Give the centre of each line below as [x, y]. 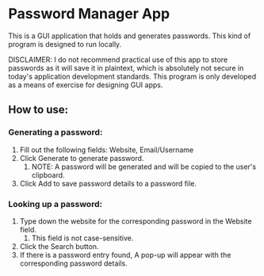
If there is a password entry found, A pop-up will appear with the [125, 255]
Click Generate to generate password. [82, 158]
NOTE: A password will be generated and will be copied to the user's [143, 167]
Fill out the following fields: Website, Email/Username [107, 149]
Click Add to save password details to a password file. [108, 183]
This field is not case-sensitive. [82, 238]
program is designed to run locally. [65, 44]
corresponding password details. [74, 263]
